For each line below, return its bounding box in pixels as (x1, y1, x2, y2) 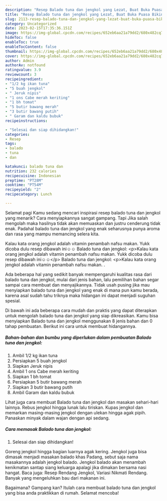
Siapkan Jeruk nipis (12, 363, 53, 369)
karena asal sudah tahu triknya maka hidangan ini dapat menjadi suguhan (5, 292, 156, 299)
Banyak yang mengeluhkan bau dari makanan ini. (5, 475, 106, 481)
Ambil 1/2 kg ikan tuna (12, 352, 58, 358)
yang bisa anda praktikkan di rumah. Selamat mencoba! (5, 490, 119, 496)
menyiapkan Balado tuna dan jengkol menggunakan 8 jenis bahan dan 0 (5, 318, 153, 324)
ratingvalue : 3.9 (5, 68, 41, 73)
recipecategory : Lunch (5, 192, 52, 197)
